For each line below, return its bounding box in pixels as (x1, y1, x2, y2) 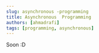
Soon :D (6, 41, 26, 48)
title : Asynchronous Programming (6, 14, 92, 20)
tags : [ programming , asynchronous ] (6, 25, 94, 31)
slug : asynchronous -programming (6, 8, 89, 15)
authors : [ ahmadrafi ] (6, 19, 60, 25)
